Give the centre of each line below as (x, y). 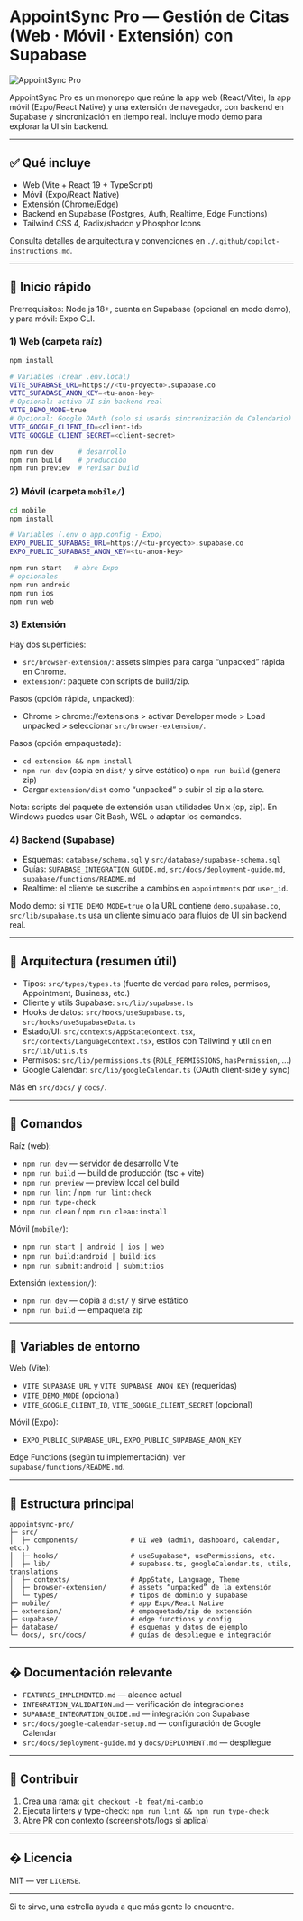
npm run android (40, 585)
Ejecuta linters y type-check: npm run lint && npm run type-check (145, 1810)
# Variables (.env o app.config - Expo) (87, 535)
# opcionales (34, 576)
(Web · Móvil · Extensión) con (121, 36)
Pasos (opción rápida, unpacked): (72, 698)
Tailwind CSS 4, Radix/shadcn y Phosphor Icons (111, 223)
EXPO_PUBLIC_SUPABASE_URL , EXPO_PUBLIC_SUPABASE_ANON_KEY (132, 1440)
